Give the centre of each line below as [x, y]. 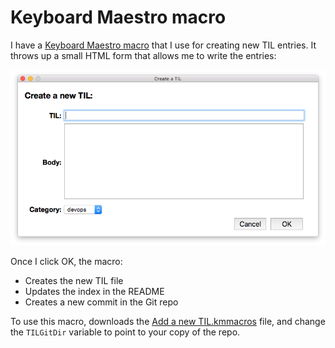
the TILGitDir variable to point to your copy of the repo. [125, 332]
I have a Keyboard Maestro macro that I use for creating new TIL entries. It [163, 45]
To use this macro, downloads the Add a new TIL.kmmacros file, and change [168, 322]
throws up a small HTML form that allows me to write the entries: [143, 55]
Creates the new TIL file [74, 281]
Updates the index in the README [94, 292]
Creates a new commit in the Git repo [101, 302]
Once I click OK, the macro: [66, 262]
